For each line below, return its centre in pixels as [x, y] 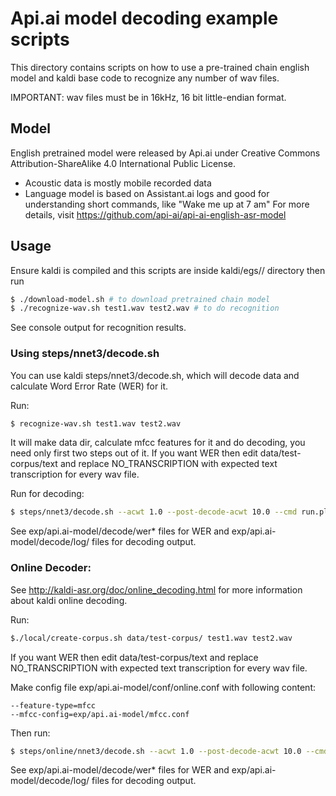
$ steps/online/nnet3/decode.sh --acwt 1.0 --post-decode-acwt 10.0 [156, 751]
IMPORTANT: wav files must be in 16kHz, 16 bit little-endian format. [148, 97]
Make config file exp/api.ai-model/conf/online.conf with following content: [163, 687]
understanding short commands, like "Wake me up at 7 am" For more [167, 204]
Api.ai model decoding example [144, 18]
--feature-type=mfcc [53, 705]
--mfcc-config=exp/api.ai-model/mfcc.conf [100, 714]
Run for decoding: [47, 494]
